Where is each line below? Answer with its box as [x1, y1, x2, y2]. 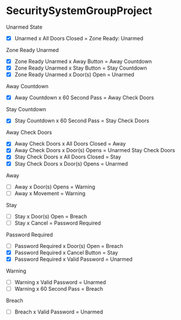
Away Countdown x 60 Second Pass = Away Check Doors [14, 94, 154, 101]
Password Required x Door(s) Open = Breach [14, 242, 124, 249]
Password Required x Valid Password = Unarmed [14, 256, 133, 263]
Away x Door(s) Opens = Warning [14, 183, 95, 190]
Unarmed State [6, 23, 43, 30]
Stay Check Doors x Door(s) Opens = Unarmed [14, 160, 128, 167]
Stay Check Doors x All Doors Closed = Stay [14, 153, 121, 160]
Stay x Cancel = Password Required [14, 219, 101, 226]
